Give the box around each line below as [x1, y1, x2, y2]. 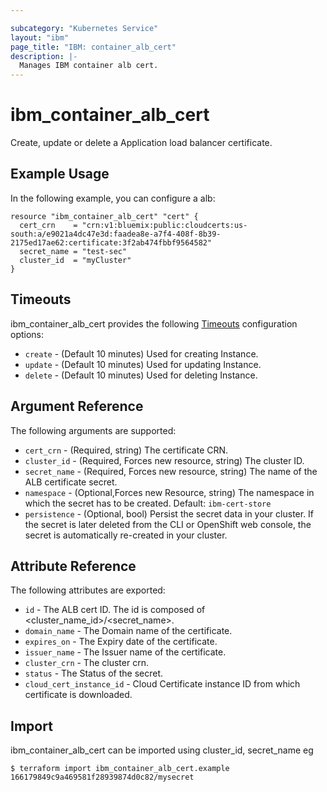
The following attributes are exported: [10, 584, 166, 596]
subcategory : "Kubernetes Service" [10, 23, 159, 33]
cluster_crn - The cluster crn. [24, 657, 149, 669]
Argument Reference [10, 398, 144, 415]
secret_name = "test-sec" [19, 246, 128, 256]
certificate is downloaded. [24, 689, 133, 701]
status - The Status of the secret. [24, 667, 163, 680]
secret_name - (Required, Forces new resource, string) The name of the [24, 465, 318, 477]
